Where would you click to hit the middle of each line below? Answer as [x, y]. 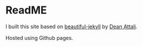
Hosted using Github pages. [39, 38]
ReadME [26, 10]
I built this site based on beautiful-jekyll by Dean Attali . [71, 26]
